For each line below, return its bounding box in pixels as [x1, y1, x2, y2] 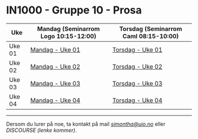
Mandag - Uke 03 [30, 79, 81, 87]
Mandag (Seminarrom [37, 25, 100, 33]
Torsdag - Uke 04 [112, 96, 163, 104]
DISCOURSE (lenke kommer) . [6, 127, 77, 134]
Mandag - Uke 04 [30, 96, 81, 104]
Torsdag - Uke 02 [112, 62, 163, 70]
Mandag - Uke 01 [30, 45, 81, 53]
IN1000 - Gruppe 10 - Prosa [6, 4, 143, 17]
